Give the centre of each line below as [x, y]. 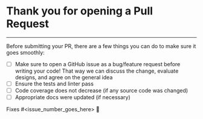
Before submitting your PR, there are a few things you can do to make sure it [101, 46]
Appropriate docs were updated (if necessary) [73, 97]
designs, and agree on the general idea [64, 77]
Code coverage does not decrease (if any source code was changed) [101, 91]
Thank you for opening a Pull [79, 11]
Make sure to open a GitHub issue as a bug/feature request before [98, 64]
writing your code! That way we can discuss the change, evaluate [97, 71]
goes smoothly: [26, 52]
